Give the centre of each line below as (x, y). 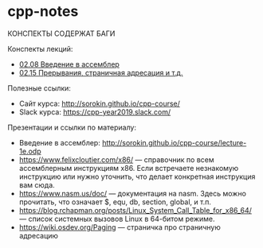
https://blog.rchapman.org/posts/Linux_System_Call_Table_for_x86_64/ (135, 210)
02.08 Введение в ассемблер (69, 64)
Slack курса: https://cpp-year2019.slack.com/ (95, 112)
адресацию (39, 235)
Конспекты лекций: (40, 48)
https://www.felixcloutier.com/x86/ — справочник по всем (116, 159)
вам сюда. (37, 184)
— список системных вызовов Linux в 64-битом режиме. (117, 219)
